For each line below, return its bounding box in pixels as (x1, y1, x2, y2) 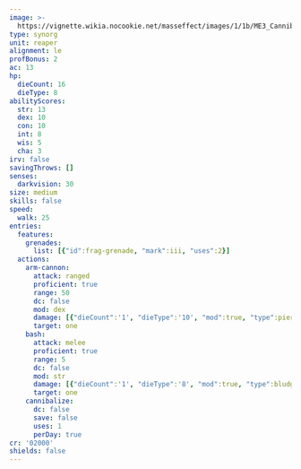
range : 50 (32, 288, 70, 297)
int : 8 (17, 130, 42, 139)
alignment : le (9, 47, 63, 56)
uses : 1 (32, 421, 63, 430)
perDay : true (32, 430, 82, 439)
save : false (32, 413, 78, 422)
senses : (9, 171, 39, 180)
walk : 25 (17, 213, 50, 222)
